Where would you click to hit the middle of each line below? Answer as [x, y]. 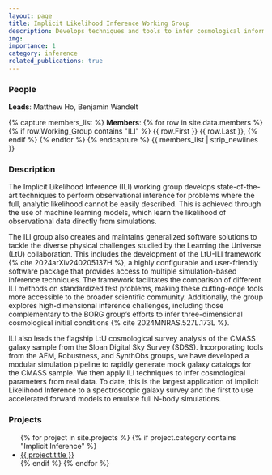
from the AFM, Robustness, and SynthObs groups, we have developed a [129, 356]
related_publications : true [56, 61]
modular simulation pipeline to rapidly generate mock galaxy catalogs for [130, 364]
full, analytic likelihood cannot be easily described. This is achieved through [135, 204]
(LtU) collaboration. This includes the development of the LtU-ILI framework [135, 254]
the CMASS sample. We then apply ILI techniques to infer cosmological [127, 373]
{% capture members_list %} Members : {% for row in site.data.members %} [136, 123]
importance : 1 [32, 46]
